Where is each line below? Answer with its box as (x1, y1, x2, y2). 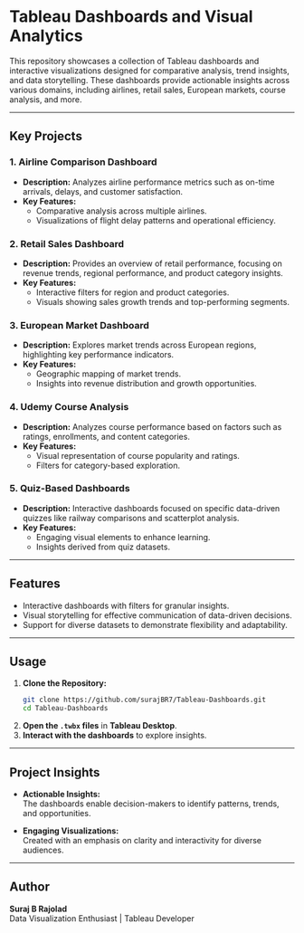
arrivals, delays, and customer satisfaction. (22, 186, 184, 196)
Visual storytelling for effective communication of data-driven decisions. (22, 609, 292, 621)
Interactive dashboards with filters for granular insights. (22, 600, 230, 611)
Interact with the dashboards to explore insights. (22, 730, 207, 741)
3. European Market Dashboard (9, 319, 149, 331)
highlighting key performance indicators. (22, 349, 175, 360)
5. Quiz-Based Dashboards (9, 482, 130, 495)
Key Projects (9, 129, 83, 144)
